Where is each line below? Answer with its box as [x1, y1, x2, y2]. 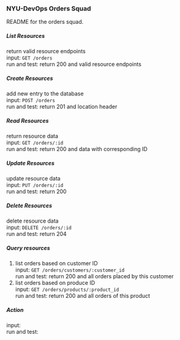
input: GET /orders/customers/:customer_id [15, 266, 125, 273]
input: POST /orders [6, 97, 55, 104]
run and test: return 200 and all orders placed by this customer [15, 273, 174, 280]
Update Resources [6, 159, 55, 166]
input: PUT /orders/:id [6, 182, 64, 189]
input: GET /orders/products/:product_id [15, 286, 119, 293]
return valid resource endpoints [6, 48, 86, 55]
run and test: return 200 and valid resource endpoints [6, 61, 142, 68]
